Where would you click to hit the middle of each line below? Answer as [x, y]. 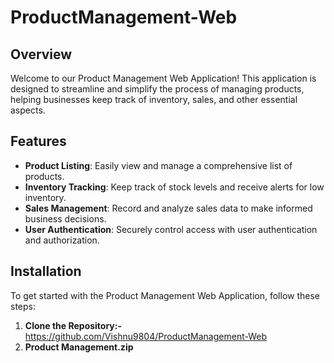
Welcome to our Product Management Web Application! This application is [163, 78]
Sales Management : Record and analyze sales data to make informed [168, 208]
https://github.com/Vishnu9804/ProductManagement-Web [146, 336]
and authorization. [62, 240]
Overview [41, 54]
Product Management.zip [79, 347]
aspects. [28, 110]
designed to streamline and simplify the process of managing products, [157, 89]
